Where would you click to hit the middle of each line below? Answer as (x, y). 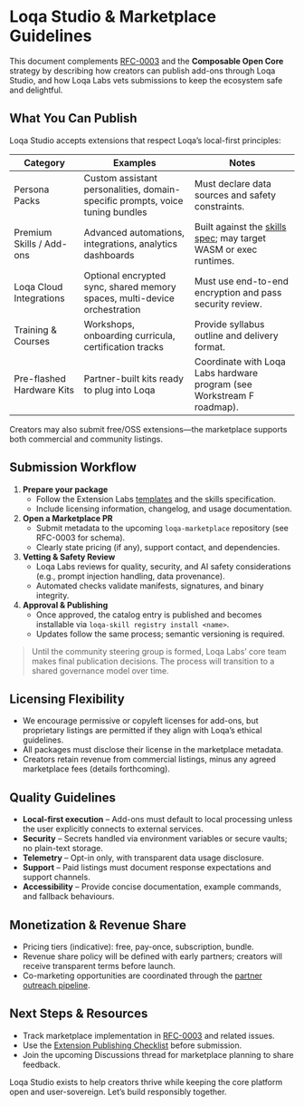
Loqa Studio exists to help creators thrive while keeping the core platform (146, 1082)
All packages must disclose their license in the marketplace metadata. (152, 750)
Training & (35, 330)
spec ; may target (230, 238)
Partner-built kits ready (133, 378)
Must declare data (233, 183)
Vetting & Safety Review (69, 557)
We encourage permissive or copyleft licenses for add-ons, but (141, 721)
